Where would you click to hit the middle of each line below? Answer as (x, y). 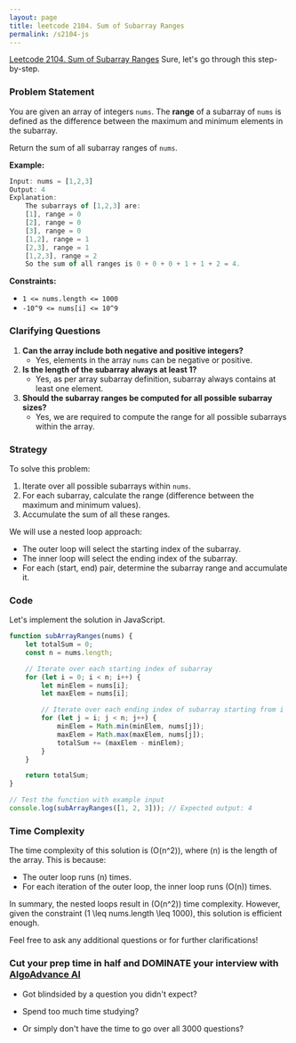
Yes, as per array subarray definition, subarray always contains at (156, 379)
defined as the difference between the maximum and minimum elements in (146, 120)
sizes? (34, 407)
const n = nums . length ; (69, 653)
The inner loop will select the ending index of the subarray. (130, 558)
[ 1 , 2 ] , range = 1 (57, 239)
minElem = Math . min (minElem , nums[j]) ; (130, 727)
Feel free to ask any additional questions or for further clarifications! (134, 940)
